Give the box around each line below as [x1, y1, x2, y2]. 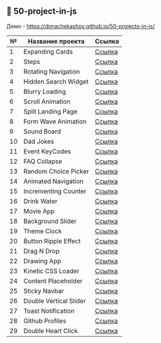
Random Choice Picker [23, 167, 89, 175]
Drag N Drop [23, 247, 60, 255]
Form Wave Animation [23, 117, 87, 126]
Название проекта [28, 37, 84, 45]
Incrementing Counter [23, 187, 87, 195]
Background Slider [23, 217, 77, 225]
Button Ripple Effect [23, 237, 81, 245]
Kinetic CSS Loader [23, 266, 80, 275]
